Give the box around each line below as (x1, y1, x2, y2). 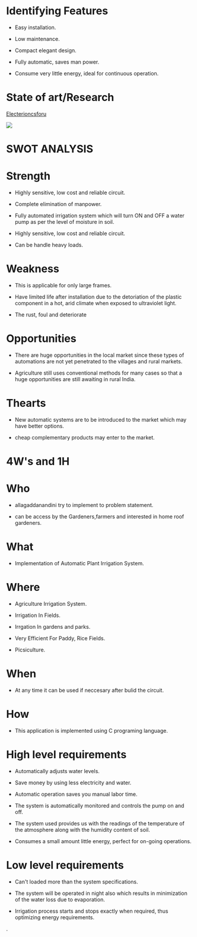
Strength (6, 169, 50, 183)
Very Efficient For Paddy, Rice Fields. (14, 634, 106, 642)
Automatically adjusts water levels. (14, 767, 100, 774)
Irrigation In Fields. (14, 612, 61, 619)
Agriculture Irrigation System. (14, 600, 87, 607)
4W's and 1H (6, 455, 70, 468)
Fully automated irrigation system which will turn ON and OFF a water (14, 212, 185, 219)
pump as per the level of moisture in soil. (14, 219, 115, 225)
